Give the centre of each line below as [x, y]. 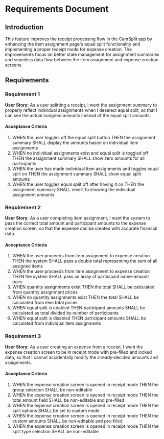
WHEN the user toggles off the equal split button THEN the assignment [84, 137]
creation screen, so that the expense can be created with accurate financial [81, 228]
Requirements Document [57, 9]
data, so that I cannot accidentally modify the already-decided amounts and [82, 357]
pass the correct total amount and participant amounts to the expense [76, 223]
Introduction [24, 27]
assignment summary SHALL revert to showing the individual [74, 189]
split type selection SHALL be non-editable [55, 431]
